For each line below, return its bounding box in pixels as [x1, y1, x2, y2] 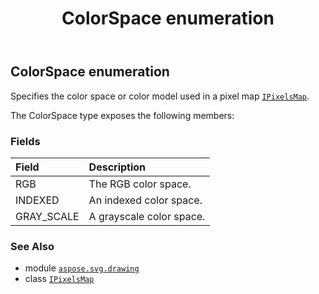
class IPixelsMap [24, 273, 95, 285]
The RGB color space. [88, 177, 192, 191]
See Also [10, 239, 55, 253]
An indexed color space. [88, 193, 203, 207]
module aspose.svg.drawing [24, 262, 140, 274]
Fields [10, 134, 41, 148]
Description [88, 160, 147, 174]
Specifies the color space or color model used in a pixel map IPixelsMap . [10, 90, 310, 102]
